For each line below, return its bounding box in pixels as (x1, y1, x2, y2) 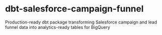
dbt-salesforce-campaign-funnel (5, 3, 144, 14)
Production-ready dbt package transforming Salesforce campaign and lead (5, 19, 157, 25)
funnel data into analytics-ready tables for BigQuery (5, 24, 110, 30)
